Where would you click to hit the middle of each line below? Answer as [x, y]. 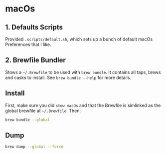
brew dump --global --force [34, 147]
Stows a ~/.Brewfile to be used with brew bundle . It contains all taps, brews [83, 72]
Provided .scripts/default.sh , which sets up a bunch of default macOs [79, 39]
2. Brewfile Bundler [36, 60]
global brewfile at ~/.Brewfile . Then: [43, 110]
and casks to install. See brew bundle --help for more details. [68, 77]
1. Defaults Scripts [34, 27]
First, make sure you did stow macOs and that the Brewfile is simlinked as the [83, 105]
